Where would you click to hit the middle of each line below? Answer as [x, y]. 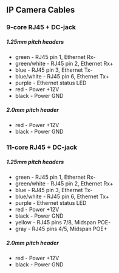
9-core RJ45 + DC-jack [41, 27]
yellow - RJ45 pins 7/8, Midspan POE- [63, 223]
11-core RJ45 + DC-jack [42, 147]
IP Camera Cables [41, 10]
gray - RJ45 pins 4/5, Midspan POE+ [61, 229]
